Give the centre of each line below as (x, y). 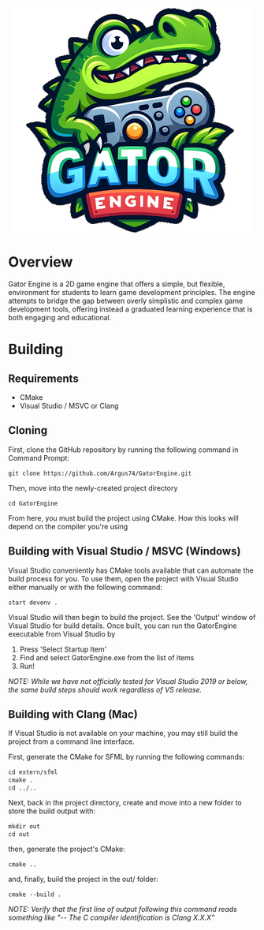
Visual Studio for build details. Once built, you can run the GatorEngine (123, 626)
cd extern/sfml (33, 772)
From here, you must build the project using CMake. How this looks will (123, 518)
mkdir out (24, 827)
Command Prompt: (39, 458)
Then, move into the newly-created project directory (93, 487)
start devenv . (33, 603)
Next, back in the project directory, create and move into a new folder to (125, 803)
